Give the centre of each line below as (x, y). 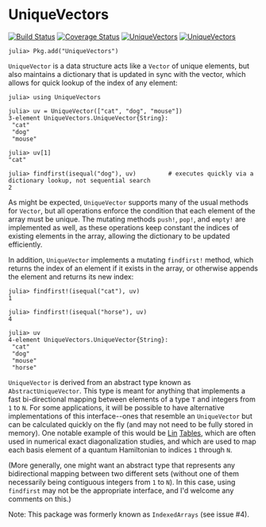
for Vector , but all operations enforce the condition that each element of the (132, 210)
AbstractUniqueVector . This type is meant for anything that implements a (127, 390)
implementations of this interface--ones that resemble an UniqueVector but (130, 416)
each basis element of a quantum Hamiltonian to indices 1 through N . (120, 449)
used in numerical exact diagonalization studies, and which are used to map (132, 441)
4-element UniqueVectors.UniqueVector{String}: (89, 340)
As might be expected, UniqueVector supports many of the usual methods (128, 202)
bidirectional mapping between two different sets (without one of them (124, 473)
